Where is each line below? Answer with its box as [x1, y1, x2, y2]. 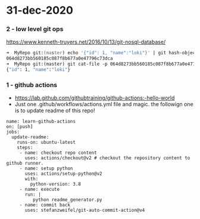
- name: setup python [19, 165, 73, 172]
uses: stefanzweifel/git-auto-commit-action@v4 [24, 207, 145, 214]
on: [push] [6, 124, 33, 130]
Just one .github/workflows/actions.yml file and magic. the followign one [14, 101, 193, 108]
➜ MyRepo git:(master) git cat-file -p [6, 61, 108, 67]
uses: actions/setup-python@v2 [24, 171, 102, 177]
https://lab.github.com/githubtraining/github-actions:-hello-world [14, 94, 175, 101]
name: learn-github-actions [6, 119, 76, 125]
